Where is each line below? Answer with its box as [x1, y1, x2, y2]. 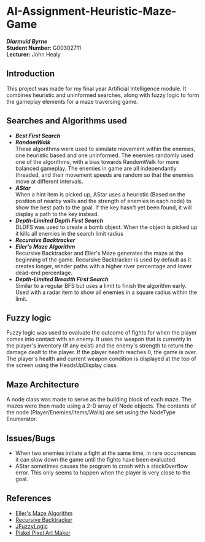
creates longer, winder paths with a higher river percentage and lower [15, 262, 192, 269]
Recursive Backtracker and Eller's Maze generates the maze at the [15, 249, 184, 257]
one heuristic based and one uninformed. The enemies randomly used [15, 152, 193, 159]
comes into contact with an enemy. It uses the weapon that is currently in [6, 336, 191, 343]
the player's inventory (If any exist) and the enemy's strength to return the [6, 342, 193, 349]
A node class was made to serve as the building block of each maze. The [6, 396, 191, 403]
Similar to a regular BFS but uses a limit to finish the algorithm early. [15, 282, 187, 289]
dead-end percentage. [15, 269, 72, 276]
